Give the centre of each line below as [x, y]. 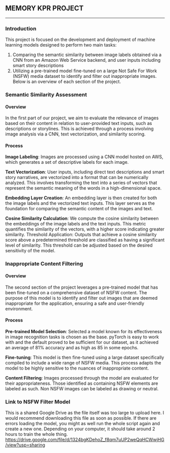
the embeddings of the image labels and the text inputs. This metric [76, 224]
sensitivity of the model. [30, 251]
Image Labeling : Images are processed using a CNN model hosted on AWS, [84, 157]
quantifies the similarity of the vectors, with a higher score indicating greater [85, 229]
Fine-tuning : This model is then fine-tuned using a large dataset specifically [85, 357]
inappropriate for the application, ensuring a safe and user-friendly [75, 303]
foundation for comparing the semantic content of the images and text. [79, 209]
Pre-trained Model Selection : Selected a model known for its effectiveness [84, 331]
